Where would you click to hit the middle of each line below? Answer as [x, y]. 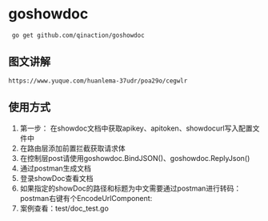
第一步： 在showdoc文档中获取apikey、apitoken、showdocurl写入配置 [136, 128]
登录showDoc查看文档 [56, 178]
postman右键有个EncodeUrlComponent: [86, 198]
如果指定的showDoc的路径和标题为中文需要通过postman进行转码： [130, 188]
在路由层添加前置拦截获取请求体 [72, 148]
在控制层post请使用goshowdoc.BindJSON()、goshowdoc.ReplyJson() [135, 158]
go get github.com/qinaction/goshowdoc [78, 35]
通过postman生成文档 [56, 168]
